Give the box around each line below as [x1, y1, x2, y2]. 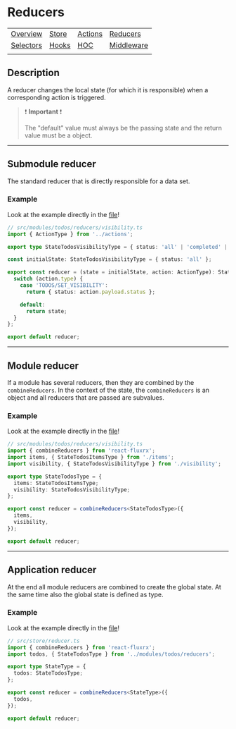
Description [7, 67, 60, 79]
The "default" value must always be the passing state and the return [24, 123, 223, 132]
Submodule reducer [7, 158, 96, 170]
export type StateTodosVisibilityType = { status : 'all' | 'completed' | [7, 243, 228, 250]
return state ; [25, 307, 68, 314]
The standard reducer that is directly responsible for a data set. [7, 177, 190, 185]
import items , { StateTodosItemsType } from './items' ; [7, 454, 174, 461]
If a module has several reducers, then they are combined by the [7, 379, 195, 387]
